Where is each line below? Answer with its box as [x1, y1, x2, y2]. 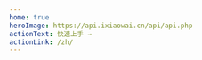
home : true [9, 12, 50, 22]
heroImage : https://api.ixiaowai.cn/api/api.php [9, 21, 193, 30]
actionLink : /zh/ [9, 37, 74, 47]
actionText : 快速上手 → [9, 29, 92, 38]
